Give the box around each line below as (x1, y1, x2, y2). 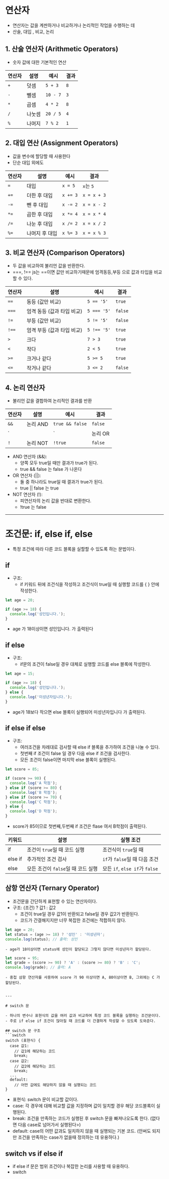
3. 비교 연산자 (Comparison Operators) (5, 248, 125, 257)
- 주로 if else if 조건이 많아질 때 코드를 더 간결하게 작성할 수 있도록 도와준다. (5, 1019, 156, 1024)
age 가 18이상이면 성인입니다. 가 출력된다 (12, 626, 94, 632)
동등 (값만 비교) (27, 298, 61, 305)
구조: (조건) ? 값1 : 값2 (12, 904, 56, 910)
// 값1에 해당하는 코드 (14, 1049, 56, 1054)
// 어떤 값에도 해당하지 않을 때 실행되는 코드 (14, 1083, 97, 1088)
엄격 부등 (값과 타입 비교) (27, 327, 83, 334)
